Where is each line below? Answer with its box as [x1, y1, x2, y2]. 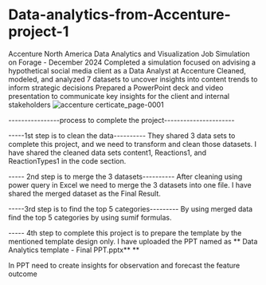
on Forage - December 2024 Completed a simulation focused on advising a [8, 57, 256, 67]
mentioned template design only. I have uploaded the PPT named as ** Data [8, 236, 258, 246]
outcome [8, 269, 37, 279]
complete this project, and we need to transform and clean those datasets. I [8, 139, 257, 148]
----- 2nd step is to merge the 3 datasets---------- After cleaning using [8, 172, 243, 181]
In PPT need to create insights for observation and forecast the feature [8, 260, 241, 270]
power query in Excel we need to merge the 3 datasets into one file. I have [8, 180, 252, 189]
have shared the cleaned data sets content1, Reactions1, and [8, 148, 207, 157]
